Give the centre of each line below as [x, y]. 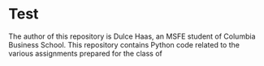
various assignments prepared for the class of [85, 53]
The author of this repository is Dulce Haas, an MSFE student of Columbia [132, 36]
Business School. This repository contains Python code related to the [124, 44]
